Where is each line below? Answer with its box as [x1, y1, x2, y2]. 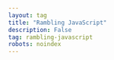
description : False [8, 26, 72, 34]
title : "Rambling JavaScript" [8, 19, 108, 26]
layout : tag [8, 11, 47, 19]
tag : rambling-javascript [8, 33, 93, 41]
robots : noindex [8, 41, 61, 48]
